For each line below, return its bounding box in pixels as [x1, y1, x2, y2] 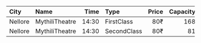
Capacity [169, 8, 196, 15]
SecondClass [105, 27, 142, 35]
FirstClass [105, 18, 133, 25]
